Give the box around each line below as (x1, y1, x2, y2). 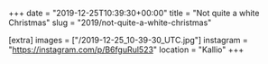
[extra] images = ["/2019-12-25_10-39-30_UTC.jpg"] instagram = (8, 35, 249, 45)
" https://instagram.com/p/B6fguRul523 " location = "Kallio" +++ (8, 44, 245, 55)
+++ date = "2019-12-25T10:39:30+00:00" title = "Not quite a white (8, 8, 260, 18)
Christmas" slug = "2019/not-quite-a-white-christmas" (8, 17, 212, 28)
